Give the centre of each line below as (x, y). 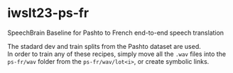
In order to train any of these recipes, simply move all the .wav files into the (116, 54)
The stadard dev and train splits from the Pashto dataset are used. (104, 46)
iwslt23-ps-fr (48, 13)
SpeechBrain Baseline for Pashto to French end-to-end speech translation (116, 33)
